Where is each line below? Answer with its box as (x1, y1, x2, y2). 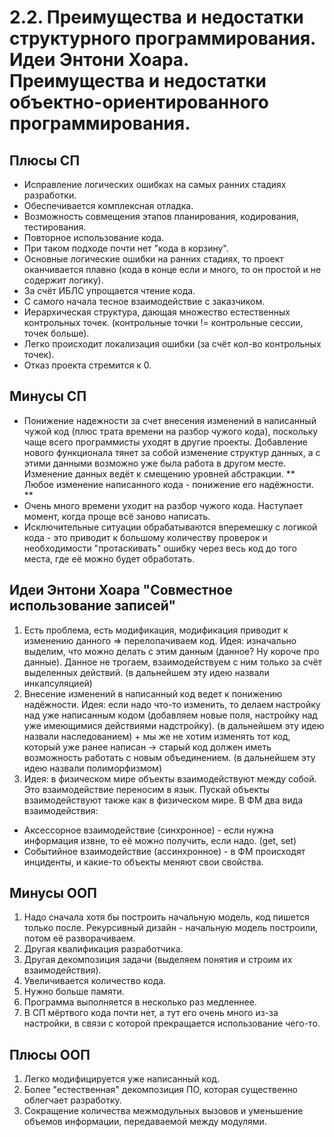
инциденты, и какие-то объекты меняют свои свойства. (23, 856, 264, 868)
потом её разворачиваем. (23, 932, 136, 945)
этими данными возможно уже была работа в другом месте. (23, 457, 287, 469)
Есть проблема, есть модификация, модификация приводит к (23, 624, 289, 636)
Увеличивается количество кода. (23, 975, 167, 987)
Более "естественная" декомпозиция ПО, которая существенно (23, 1084, 299, 1096)
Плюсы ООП (9, 1046, 91, 1063)
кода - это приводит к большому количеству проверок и (23, 531, 268, 543)
